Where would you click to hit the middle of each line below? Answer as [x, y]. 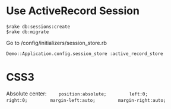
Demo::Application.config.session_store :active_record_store [85, 54]
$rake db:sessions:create [38, 27]
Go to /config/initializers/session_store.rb [56, 43]
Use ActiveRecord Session [73, 11]
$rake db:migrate [28, 32]
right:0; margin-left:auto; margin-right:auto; [86, 100]
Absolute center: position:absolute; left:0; [77, 94]
